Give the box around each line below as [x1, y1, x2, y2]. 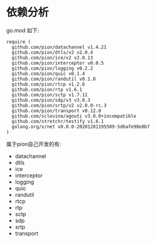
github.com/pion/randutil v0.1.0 [11, 76, 96, 82]
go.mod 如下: [6, 27, 39, 34]
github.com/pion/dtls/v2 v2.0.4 [11, 49, 94, 55]
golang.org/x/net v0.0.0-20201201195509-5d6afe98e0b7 [11, 124, 150, 130]
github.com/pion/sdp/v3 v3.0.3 [11, 97, 91, 103]
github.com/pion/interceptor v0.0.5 [11, 60, 104, 66]
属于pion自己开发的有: [6, 140, 62, 147]
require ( [6, 39, 31, 45]
